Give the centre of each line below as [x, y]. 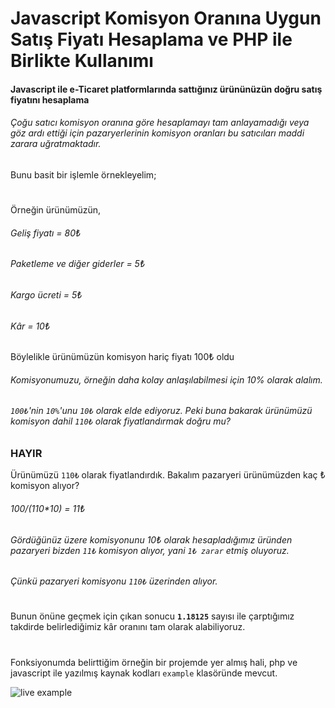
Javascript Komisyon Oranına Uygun [166, 18]
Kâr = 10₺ [30, 326]
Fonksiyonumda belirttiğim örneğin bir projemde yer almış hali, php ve [154, 662]
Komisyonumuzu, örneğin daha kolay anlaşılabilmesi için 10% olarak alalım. [166, 379]
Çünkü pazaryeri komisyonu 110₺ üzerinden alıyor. [114, 581]
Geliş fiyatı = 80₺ [46, 233]
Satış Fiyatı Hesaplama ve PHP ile [151, 39]
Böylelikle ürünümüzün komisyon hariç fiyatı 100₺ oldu [122, 357]
